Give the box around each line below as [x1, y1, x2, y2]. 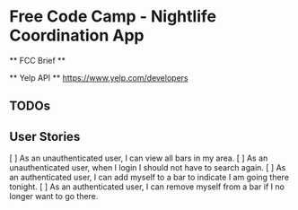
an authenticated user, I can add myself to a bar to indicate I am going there [9, 172, 290, 183]
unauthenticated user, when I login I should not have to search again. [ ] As [9, 162, 286, 173]
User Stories [9, 128, 81, 144]
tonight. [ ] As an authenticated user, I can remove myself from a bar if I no [9, 181, 285, 192]
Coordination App [9, 25, 145, 46]
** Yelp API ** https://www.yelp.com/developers [9, 72, 188, 83]
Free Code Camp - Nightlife [9, 6, 217, 27]
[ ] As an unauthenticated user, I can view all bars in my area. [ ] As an [9, 153, 268, 163]
